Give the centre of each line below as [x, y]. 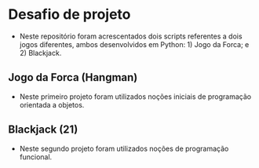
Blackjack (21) [43, 130]
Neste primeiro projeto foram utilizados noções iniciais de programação [135, 97]
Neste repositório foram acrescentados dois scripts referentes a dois [131, 36]
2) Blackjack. [40, 53]
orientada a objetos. [52, 104]
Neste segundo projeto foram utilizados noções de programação [124, 148]
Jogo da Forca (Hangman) [73, 77]
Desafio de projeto [69, 15]
